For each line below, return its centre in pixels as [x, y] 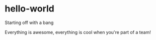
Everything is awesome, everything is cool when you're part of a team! [78, 32]
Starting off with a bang [29, 22]
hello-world [30, 9]
